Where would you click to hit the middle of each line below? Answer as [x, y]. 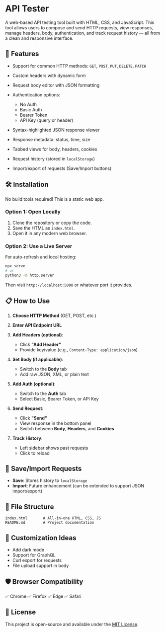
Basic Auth [31, 109]
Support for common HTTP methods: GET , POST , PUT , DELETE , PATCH [79, 66]
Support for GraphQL [34, 555]
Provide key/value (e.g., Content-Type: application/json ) [79, 350]
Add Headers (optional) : [38, 335]
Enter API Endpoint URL [37, 325]
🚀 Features [22, 54]
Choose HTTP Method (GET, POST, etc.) [54, 316]
